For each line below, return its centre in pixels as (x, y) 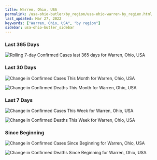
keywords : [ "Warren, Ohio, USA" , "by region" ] (53, 23)
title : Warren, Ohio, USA (31, 9)
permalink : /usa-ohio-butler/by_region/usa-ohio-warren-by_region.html (78, 14)
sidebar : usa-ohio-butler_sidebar (40, 28)
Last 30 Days (21, 67)
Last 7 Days (19, 100)
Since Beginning (25, 132)
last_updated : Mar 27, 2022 (33, 18)
